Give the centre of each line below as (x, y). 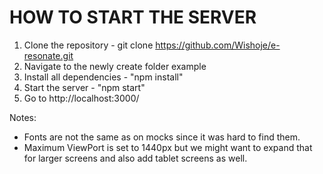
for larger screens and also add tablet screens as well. (135, 158)
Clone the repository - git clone (88, 45)
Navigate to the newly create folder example (115, 66)
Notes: (23, 117)
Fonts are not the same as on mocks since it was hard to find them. (162, 137)
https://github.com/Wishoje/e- (218, 45)
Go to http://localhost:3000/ (81, 98)
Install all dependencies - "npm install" (103, 77)
